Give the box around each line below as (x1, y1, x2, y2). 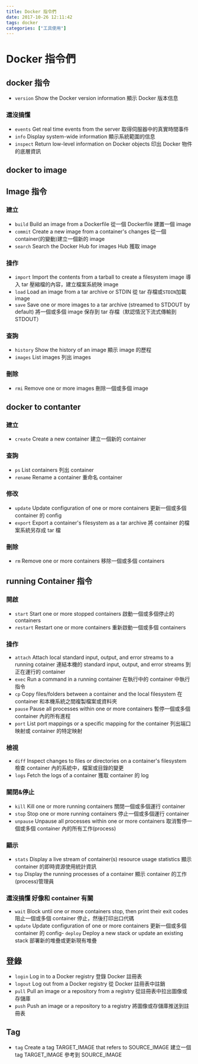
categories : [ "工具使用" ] (6, 25, 67, 31)
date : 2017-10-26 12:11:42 (6, 14, 73, 20)
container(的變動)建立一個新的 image (14, 235, 105, 242)
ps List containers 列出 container (14, 466, 95, 473)
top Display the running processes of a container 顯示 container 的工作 (14, 870, 187, 877)
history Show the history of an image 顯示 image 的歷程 (14, 347, 152, 354)
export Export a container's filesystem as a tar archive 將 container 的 (14, 519, 184, 526)
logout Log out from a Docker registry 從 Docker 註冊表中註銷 (14, 980, 165, 988)
